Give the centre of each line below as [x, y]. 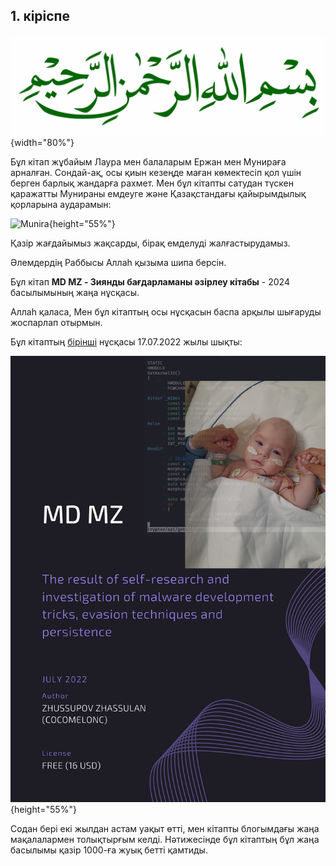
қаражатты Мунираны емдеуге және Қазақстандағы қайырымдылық [158, 194]
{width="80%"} [42, 143]
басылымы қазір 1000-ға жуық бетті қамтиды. [109, 850]
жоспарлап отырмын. [56, 323]
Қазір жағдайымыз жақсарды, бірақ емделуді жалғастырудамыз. [150, 243]
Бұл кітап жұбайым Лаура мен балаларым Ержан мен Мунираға [148, 162]
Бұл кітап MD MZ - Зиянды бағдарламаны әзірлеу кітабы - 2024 [150, 282]
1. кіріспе [40, 16]
